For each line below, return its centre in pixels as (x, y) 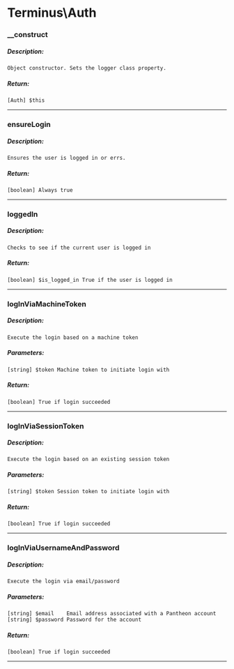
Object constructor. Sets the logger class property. (87, 68)
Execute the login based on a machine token (73, 337)
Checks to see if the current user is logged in (79, 248)
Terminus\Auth (52, 13)
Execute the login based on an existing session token (88, 459)
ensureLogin (29, 124)
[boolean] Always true (40, 190)
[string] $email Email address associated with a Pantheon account (112, 614)
